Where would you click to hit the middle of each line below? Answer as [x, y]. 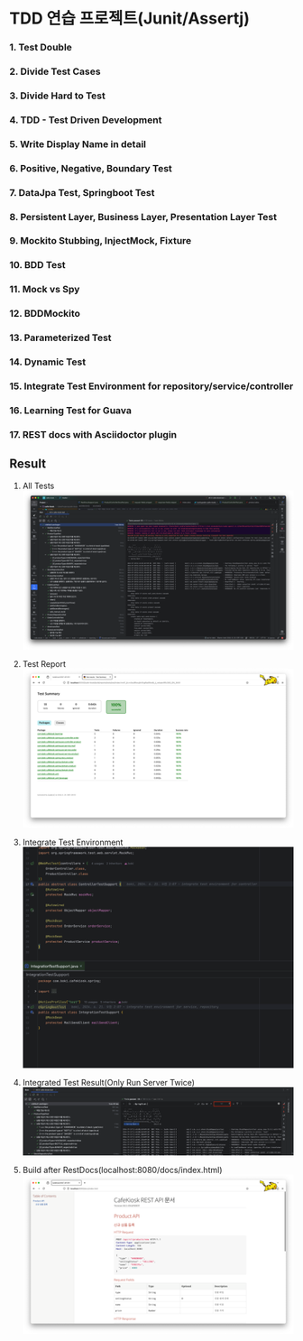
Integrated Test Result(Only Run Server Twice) [109, 1082]
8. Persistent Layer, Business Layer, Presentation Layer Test [143, 217]
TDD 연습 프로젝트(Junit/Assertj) [129, 18]
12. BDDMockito [45, 314]
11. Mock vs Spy [45, 290]
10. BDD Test [37, 265]
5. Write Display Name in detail [78, 143]
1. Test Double [41, 48]
